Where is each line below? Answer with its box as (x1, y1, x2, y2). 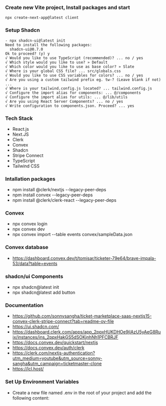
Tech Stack (5, 115, 33, 122)
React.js (12, 126, 29, 132)
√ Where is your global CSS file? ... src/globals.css (5, 69, 121, 74)
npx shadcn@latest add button (12, 290, 76, 296)
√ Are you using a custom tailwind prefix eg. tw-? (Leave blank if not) (5, 77, 162, 82)
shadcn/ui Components (5, 273, 64, 280)
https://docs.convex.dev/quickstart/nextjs (12, 339, 98, 345)
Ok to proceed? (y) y (5, 51, 50, 56)
